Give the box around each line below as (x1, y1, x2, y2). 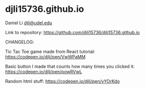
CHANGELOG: (5, 39, 34, 45)
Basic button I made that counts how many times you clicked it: (5, 63, 135, 69)
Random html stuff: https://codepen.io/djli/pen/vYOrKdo (5, 78, 120, 84)
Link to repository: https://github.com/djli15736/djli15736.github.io (5, 29, 140, 35)
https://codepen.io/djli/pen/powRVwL (5, 68, 82, 75)
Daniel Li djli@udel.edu (5, 20, 52, 26)
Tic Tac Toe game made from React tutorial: (5, 48, 96, 54)
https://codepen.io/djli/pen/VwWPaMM (5, 53, 86, 60)
